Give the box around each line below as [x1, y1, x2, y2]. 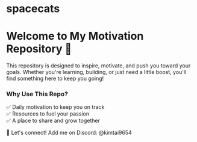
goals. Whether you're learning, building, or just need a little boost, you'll [6, 69, 187, 76]
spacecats [6, 2, 60, 16]
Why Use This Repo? [6, 90, 68, 98]
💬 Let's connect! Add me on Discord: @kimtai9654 [6, 129, 132, 137]
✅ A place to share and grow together [6, 117, 101, 125]
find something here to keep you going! [6, 75, 104, 82]
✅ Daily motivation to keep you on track [6, 103, 105, 111]
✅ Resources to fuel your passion [6, 110, 89, 117]
